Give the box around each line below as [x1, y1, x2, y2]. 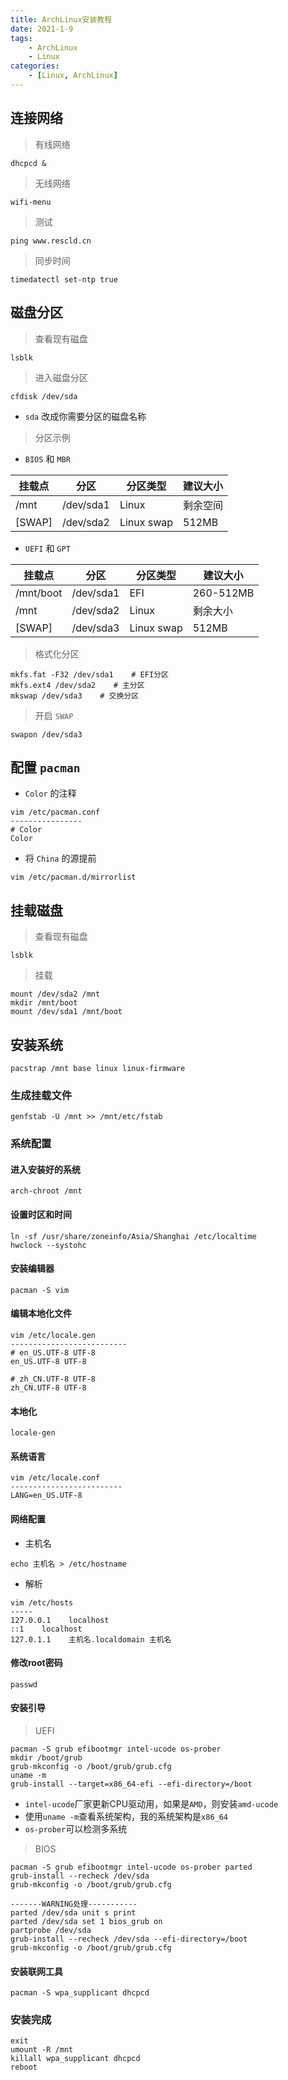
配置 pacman [10, 759, 81, 776]
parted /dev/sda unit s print [10, 1907, 137, 1918]
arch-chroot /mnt [10, 1186, 83, 1196]
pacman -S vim [10, 1285, 70, 1295]
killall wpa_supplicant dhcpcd [10, 2054, 141, 2064]
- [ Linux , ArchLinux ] [28, 71, 118, 81]
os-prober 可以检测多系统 [24, 1822, 128, 1835]
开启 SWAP [34, 709, 74, 721]
